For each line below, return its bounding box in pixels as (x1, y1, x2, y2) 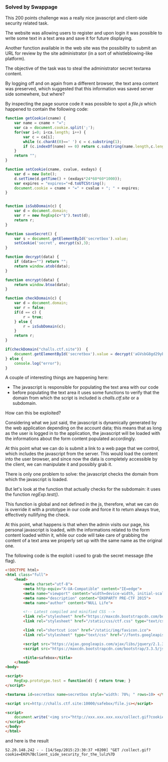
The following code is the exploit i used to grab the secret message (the (5, 553, 153, 559)
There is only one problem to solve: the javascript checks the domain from (5, 471, 158, 477)
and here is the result (5, 737, 49, 743)
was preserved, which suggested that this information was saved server (5, 86, 154, 92)
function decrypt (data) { (5, 254, 59, 259)
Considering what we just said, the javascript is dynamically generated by (5, 420, 157, 426)
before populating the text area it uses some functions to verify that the (12, 390, 159, 396)
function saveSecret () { (5, 231, 57, 236)
